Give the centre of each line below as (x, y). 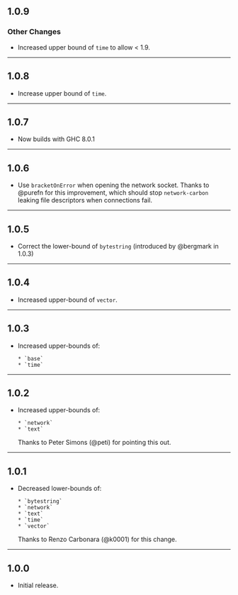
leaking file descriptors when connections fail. (85, 200)
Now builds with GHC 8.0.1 (56, 139)
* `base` (30, 358)
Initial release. (38, 585)
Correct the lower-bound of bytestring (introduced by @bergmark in (118, 246)
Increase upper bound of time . (62, 93)
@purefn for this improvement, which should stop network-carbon (113, 193)
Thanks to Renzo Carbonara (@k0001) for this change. (97, 539)
